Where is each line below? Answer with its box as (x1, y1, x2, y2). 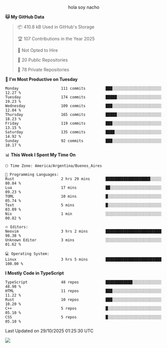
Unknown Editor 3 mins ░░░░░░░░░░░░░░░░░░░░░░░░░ (5, 238, 162, 243)
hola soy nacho (68, 4, 100, 10)
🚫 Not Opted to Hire (17, 47, 58, 53)
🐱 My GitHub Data (5, 14, 45, 19)
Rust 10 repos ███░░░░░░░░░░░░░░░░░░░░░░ (5, 297, 162, 302)
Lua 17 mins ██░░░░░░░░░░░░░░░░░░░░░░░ (5, 185, 162, 190)
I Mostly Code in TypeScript (5, 270, 64, 276)
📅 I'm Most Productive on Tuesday (5, 76, 78, 82)
